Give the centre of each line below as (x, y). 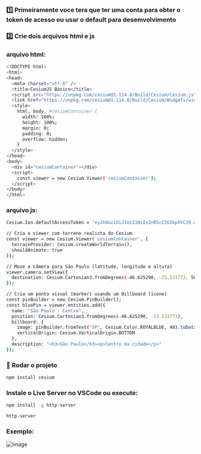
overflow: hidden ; (45, 139)
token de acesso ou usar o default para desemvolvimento (91, 19)
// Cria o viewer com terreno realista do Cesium (69, 234)
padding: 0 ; (37, 134)
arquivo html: (26, 55)
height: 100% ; (40, 122)
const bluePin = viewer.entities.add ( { (56, 305)
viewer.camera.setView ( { (37, 272)
